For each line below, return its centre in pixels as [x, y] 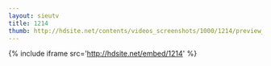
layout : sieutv [34, 16]
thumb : [19, 31]
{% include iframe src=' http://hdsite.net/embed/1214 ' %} [103, 54]
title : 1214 [28, 23]
